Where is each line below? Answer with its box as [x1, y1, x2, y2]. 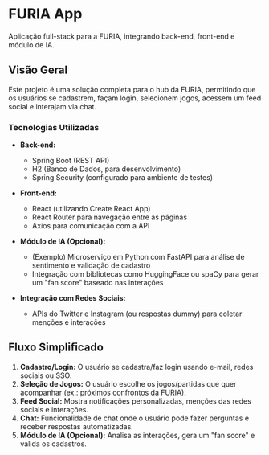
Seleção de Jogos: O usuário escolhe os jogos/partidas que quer [19, 379, 237, 388]
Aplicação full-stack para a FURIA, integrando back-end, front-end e [8, 31, 235, 41]
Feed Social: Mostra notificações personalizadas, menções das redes [19, 396, 251, 406]
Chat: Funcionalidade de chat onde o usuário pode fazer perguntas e [19, 413, 250, 423]
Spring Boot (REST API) [31, 156, 110, 166]
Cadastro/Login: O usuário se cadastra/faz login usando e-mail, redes [19, 362, 254, 371]
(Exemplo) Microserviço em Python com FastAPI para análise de [31, 252, 245, 262]
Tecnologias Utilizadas [8, 121, 100, 133]
